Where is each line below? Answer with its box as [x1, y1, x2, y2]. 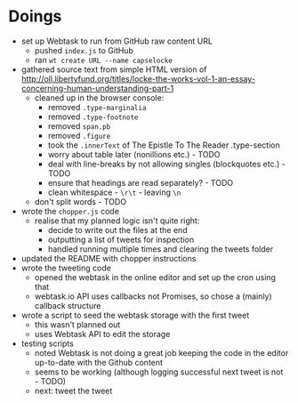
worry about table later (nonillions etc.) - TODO [47, 149, 221, 159]
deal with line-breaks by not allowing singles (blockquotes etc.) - [47, 158, 286, 169]
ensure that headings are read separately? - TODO [47, 177, 233, 188]
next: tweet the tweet [34, 385, 113, 396]
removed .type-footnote [47, 111, 139, 122]
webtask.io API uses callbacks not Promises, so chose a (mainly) [34, 291, 272, 302]
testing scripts [20, 338, 75, 349]
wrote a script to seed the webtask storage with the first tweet [20, 310, 250, 320]
